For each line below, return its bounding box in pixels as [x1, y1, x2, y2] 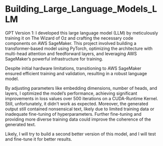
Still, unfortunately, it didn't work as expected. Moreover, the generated [5, 101, 148, 106]
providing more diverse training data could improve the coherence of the [5, 116, 151, 122]
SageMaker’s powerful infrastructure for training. [5, 56, 103, 62]
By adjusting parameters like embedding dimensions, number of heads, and [5, 85, 158, 91]
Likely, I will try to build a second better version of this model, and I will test [5, 131, 156, 137]
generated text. [5, 121, 36, 127]
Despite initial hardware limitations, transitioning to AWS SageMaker [5, 65, 142, 71]
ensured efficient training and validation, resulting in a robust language [5, 70, 147, 76]
